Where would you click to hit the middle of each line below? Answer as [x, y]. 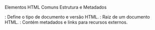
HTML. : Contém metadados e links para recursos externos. [66, 22]
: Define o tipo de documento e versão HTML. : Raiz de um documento [77, 17]
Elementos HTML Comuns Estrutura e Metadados [56, 7]
